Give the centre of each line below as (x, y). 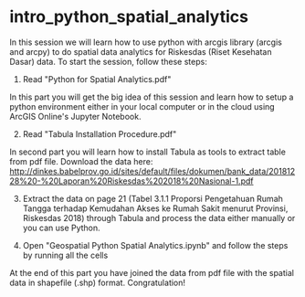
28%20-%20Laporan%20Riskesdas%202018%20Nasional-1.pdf (131, 181)
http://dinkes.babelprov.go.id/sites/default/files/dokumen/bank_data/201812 (152, 171)
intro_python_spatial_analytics (129, 17)
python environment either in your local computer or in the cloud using (142, 106)
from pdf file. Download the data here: (81, 161)
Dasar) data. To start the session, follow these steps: (108, 61)
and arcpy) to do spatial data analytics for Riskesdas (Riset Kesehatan (141, 51)
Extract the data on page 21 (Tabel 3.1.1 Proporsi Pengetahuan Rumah (152, 198)
